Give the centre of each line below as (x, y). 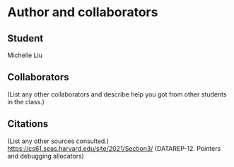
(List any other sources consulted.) (58, 141)
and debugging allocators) (46, 156)
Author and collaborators (83, 12)
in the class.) (26, 101)
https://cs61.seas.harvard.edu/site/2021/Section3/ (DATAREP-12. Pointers (114, 148)
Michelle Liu (25, 55)
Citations (28, 124)
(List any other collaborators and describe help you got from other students (117, 94)
